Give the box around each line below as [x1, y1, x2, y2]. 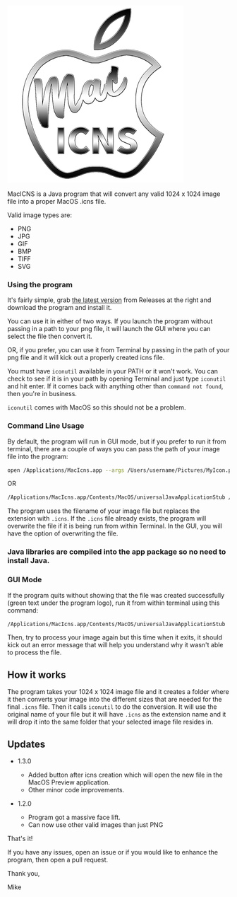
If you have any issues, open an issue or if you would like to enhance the [7, 848, 219, 857]
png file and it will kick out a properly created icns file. [7, 353, 165, 362]
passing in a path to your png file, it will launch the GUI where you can [7, 325, 211, 333]
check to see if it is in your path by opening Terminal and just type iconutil [7, 374, 226, 383]
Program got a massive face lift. [28, 813, 121, 822]
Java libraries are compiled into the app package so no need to [7, 547, 226, 557]
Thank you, [7, 869, 40, 878]
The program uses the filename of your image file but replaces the [7, 507, 200, 515]
